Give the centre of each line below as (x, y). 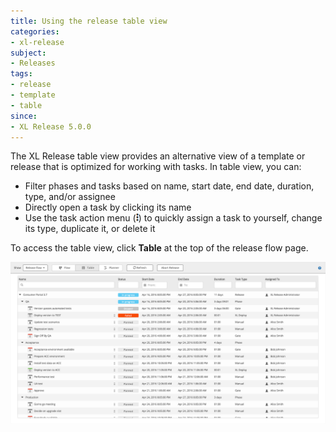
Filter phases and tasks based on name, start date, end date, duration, (169, 186)
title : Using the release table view (89, 21)
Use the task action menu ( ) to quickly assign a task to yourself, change (173, 218)
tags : (21, 74)
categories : (35, 31)
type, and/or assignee (70, 197)
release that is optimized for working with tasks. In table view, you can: (156, 167)
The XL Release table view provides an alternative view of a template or (158, 156)
